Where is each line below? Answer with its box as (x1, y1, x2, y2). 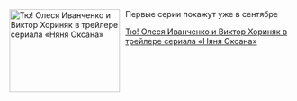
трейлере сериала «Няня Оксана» (125, 36, 257, 46)
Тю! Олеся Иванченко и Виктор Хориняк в (125, 26, 288, 37)
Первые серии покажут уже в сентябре (125, 9, 279, 19)
